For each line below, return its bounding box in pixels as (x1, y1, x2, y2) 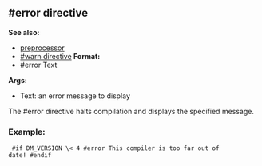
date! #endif (8, 152, 52, 160)
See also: (8, 27, 40, 37)
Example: (8, 126, 46, 137)
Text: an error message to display (19, 91, 130, 101)
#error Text (19, 60, 58, 69)
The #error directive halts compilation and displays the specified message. (8, 106, 254, 116)
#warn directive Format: (19, 51, 101, 61)
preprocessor (19, 43, 65, 53)
